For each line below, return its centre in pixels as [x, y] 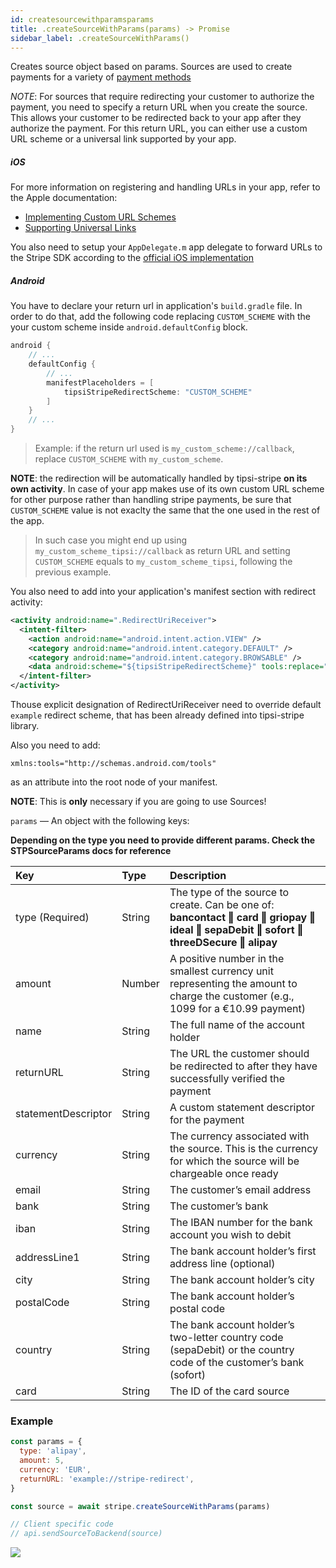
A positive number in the [227, 959]
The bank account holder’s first [243, 1251]
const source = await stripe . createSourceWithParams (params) [140, 1506]
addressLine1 [47, 1258]
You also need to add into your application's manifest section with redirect [163, 592]
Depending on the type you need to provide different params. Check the [163, 840]
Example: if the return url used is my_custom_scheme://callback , [164, 448]
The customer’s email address [240, 1190]
